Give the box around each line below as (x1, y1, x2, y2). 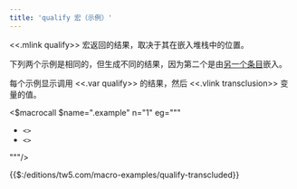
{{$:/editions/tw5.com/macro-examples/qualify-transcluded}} (9, 169, 240, 180)
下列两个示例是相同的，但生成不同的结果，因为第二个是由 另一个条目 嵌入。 (9, 58, 287, 69)
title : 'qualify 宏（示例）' (9, 13, 113, 23)
